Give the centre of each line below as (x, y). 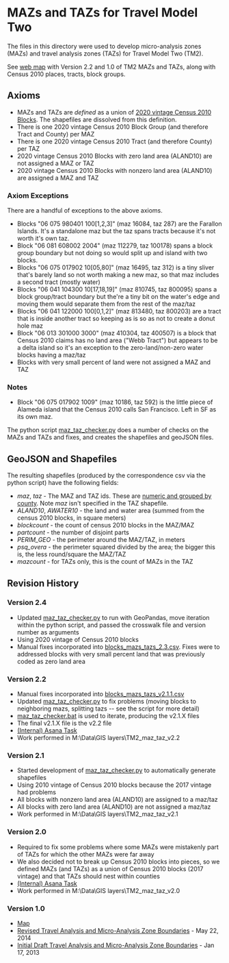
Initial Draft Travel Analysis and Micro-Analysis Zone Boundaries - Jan (116, 945)
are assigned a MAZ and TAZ (58, 178)
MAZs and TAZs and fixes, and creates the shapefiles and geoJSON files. (110, 438)
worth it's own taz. (43, 239)
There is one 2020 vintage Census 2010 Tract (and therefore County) (114, 141)
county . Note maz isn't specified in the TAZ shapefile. (93, 503)
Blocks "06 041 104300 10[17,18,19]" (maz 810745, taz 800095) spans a (117, 289)
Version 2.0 (27, 832)
